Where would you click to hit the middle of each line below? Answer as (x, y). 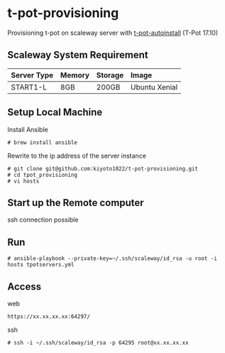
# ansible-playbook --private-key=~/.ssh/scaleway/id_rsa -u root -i (112, 259)
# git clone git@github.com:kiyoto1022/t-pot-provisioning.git (103, 168)
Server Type (32, 75)
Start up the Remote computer (76, 203)
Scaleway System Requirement (78, 55)
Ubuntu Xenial (154, 87)
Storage (110, 75)
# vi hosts (23, 181)
